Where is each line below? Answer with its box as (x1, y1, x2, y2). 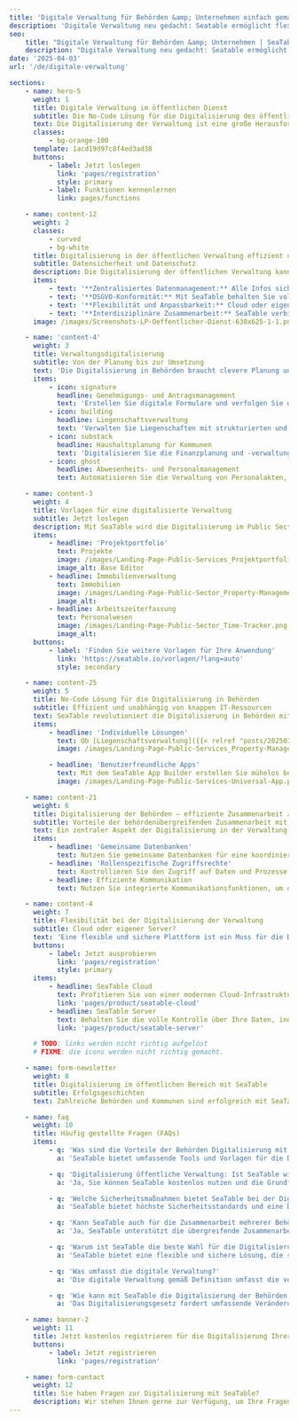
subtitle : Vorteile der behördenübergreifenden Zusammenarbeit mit (32, 818, 288, 827)
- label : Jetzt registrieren (48, 1348, 157, 1357)
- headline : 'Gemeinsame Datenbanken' (48, 843, 192, 851)
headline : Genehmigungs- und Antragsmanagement (56, 391, 237, 400)
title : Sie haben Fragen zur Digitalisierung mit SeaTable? (32, 1389, 260, 1398)
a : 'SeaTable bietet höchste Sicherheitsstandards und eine (56, 1203, 284, 1212)
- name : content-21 (25, 793, 98, 802)
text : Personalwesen (56, 613, 133, 622)
